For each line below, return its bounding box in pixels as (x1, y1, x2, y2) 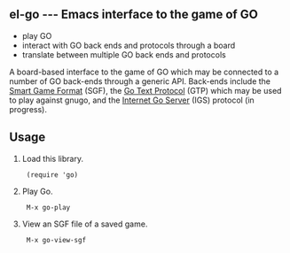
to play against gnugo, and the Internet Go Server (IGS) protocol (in (9, 95, 255, 105)
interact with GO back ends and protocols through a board (21, 40, 236, 50)
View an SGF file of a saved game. (21, 218, 148, 229)
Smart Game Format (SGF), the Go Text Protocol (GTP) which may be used (9, 85, 282, 96)
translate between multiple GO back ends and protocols (21, 49, 226, 60)
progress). (9, 103, 47, 114)
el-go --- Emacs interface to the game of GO (9, 7, 259, 22)
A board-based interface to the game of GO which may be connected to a (9, 66, 279, 77)
